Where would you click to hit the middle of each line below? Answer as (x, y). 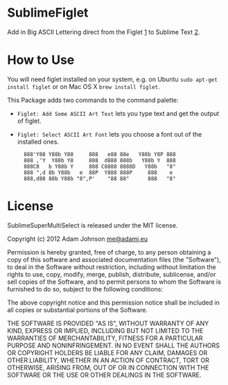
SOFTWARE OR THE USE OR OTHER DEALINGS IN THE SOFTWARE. (104, 375)
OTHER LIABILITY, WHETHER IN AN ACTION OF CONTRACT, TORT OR (108, 360)
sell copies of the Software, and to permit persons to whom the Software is (114, 282)
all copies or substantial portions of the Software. (77, 309)
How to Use (41, 60)
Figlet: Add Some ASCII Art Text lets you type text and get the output (118, 113)
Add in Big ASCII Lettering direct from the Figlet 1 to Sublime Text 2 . (104, 32)
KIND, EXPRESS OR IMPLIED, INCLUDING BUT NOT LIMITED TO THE (105, 330)
